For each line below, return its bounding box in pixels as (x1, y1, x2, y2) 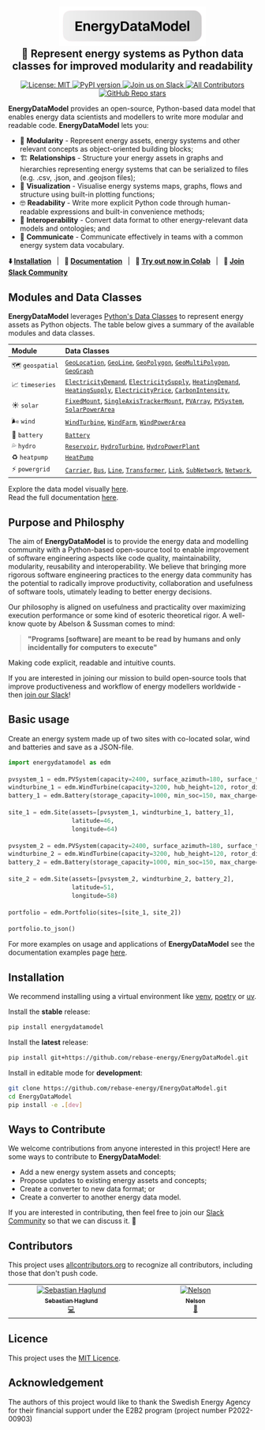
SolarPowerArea (65, 406, 115, 414)
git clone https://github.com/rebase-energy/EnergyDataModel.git (8, 1084, 227, 1092)
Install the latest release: (8, 1037, 89, 1047)
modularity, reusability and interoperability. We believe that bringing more (8, 562, 247, 572)
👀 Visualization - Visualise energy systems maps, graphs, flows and (19, 182, 243, 191)
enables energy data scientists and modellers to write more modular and (8, 112, 244, 122)
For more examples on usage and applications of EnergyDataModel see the (8, 940, 255, 949)
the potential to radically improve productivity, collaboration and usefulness (8, 579, 253, 588)
